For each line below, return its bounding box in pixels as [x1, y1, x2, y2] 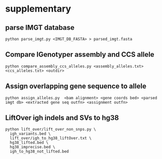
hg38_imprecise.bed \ [10, 145, 56, 150]
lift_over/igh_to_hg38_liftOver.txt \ [10, 136, 92, 141]
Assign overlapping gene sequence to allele [5, 82, 147, 91]
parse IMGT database [5, 23, 75, 32]
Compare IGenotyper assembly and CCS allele [5, 50, 154, 59]
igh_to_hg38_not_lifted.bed [10, 149, 69, 154]
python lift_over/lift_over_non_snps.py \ [5, 127, 96, 132]
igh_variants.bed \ [10, 131, 51, 137]
